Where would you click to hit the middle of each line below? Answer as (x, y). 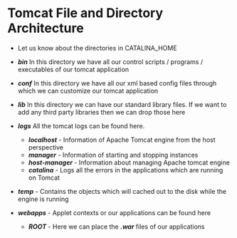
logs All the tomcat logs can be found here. (81, 125)
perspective (46, 147)
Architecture (46, 28)
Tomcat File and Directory (85, 13)
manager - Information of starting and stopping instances (113, 155)
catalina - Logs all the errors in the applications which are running (126, 170)
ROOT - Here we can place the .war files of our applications (116, 227)
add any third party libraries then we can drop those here (101, 112)
